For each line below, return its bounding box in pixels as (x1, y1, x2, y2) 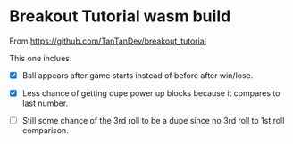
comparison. (21, 125, 69, 136)
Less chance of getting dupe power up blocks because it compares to (21, 88, 280, 99)
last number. (21, 98, 69, 108)
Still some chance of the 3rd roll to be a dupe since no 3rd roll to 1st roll (21, 116, 285, 126)
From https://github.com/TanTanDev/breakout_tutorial (9, 36, 207, 46)
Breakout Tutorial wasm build (9, 6, 231, 27)
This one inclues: (9, 52, 72, 63)
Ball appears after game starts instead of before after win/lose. (21, 69, 254, 81)
